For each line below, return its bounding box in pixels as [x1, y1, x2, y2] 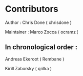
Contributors [5, 3, 59, 15]
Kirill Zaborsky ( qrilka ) [5, 65, 52, 71]
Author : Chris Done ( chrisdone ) [5, 19, 72, 25]
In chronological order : [5, 43, 78, 52]
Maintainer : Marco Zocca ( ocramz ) [5, 29, 79, 35]
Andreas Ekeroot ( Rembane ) [5, 56, 64, 62]
